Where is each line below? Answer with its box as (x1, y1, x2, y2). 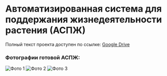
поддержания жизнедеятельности (5, 14, 162, 25)
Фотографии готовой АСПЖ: (5, 54, 80, 61)
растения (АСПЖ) (5, 25, 86, 36)
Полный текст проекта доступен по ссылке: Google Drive (5, 41, 130, 47)
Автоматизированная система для (5, 3, 162, 15)
